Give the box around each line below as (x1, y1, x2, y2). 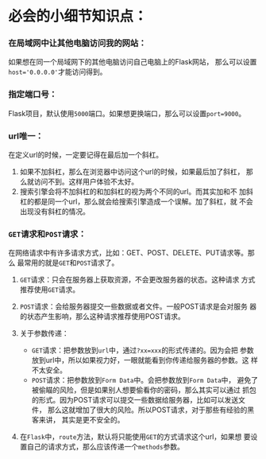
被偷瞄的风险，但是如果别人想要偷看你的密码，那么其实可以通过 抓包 (31, 385, 256, 395)
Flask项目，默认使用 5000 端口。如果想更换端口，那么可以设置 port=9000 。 (8, 108, 246, 118)
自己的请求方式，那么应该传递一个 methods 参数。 (26, 442, 184, 452)
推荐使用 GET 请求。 (19, 285, 80, 294)
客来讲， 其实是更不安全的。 (31, 415, 125, 425)
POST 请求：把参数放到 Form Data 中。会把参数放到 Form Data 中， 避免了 (31, 375, 259, 385)
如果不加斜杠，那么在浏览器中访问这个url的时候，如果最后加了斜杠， (19, 167, 245, 177)
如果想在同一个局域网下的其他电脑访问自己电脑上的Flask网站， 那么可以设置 (8, 57, 257, 67)
